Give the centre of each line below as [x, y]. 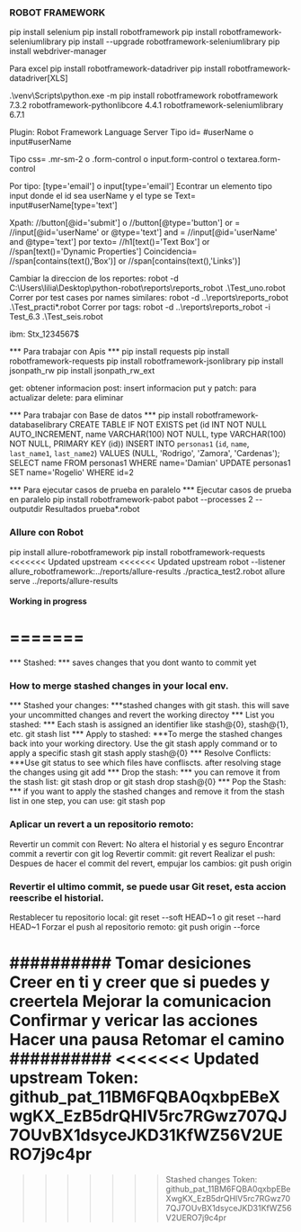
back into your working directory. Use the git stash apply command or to [143, 743]
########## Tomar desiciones [130, 963]
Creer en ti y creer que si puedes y [140, 982]
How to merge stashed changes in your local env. [119, 686]
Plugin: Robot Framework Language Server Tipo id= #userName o [132, 132]
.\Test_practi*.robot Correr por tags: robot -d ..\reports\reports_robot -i [140, 307]
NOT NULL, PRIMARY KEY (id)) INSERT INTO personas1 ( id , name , [129, 444]
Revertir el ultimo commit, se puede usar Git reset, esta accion [148, 886]
